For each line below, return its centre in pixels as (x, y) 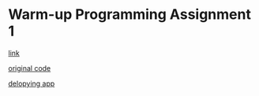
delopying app (32, 83)
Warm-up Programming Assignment (129, 15)
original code (30, 68)
